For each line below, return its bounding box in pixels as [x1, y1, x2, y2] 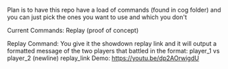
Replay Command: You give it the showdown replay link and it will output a [7, 40, 217, 47]
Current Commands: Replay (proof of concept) [7, 27, 139, 34]
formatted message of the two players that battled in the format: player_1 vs [7, 47, 220, 55]
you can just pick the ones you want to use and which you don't [7, 13, 187, 21]
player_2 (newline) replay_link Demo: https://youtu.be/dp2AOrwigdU [7, 54, 200, 62]
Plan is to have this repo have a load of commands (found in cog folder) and [7, 6, 221, 14]
